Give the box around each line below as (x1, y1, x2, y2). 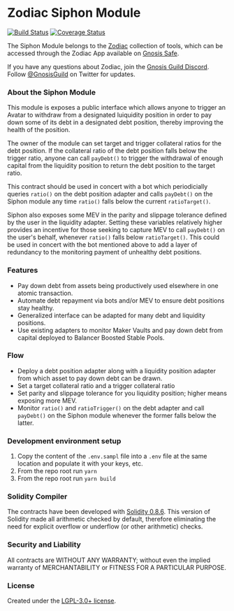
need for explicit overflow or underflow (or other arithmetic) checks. (7, 522, 203, 531)
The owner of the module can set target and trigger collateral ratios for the (7, 139, 222, 148)
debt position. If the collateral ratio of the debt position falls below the (7, 147, 207, 155)
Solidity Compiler (7, 491, 68, 501)
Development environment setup (7, 436, 122, 445)
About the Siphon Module (7, 87, 96, 97)
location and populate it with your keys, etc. (17, 459, 143, 468)
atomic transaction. (17, 289, 73, 297)
